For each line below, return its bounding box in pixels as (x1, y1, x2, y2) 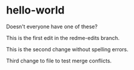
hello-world (6, 4, 65, 17)
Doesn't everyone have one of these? (6, 23, 98, 30)
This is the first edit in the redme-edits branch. (6, 34, 120, 41)
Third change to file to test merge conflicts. (6, 57, 112, 64)
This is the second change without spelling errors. (6, 45, 129, 53)
